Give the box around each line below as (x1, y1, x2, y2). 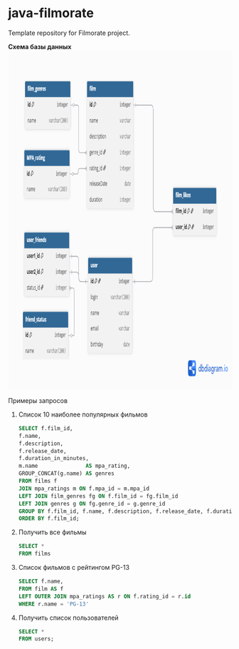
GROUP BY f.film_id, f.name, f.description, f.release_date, (18, 508, 204, 515)
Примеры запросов (8, 396, 68, 404)
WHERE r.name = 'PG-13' (18, 601, 90, 608)
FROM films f (18, 478, 58, 485)
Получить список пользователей (18, 613, 119, 622)
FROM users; (18, 635, 54, 643)
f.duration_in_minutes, (18, 455, 90, 462)
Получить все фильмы (18, 528, 87, 536)
